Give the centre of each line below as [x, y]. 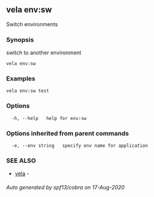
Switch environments [32, 24]
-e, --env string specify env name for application [80, 146]
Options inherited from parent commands [68, 133]
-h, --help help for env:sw [49, 118]
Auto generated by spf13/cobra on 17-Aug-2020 [66, 187]
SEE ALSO [21, 161]
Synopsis [20, 39]
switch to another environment [44, 53]
